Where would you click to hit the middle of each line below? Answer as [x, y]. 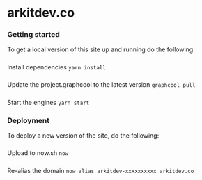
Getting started [34, 35]
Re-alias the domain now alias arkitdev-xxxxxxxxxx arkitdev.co [101, 170]
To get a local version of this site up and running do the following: [101, 49]
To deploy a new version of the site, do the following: [83, 135]
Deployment [29, 120]
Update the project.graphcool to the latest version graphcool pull [101, 85]
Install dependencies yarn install [57, 67]
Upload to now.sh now [38, 153]
